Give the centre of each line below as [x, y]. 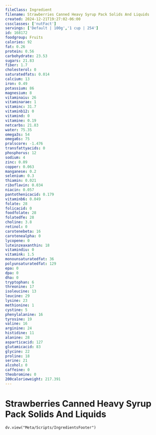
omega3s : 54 [17, 135]
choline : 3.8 [19, 222]
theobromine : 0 [21, 374]
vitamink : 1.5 [20, 254]
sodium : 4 [15, 157]
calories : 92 [19, 42]
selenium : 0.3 [20, 176]
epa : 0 [12, 268]
